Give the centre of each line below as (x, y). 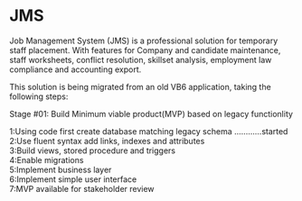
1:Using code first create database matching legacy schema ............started (149, 131)
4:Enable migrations (47, 160)
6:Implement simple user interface (73, 179)
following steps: (39, 96)
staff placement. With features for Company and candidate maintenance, (145, 50)
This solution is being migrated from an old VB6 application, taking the (140, 87)
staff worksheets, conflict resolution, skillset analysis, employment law (141, 59)
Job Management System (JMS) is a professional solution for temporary (144, 41)
